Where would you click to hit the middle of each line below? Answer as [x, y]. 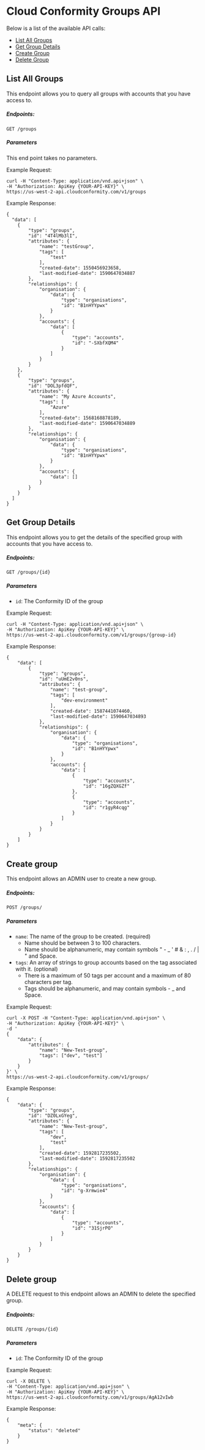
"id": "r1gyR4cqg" [106, 808]
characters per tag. [49, 982]
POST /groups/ [24, 907]
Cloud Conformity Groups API [84, 11]
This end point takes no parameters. [52, 158]
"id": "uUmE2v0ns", [64, 679]
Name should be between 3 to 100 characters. [83, 943]
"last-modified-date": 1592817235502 [87, 1159]
